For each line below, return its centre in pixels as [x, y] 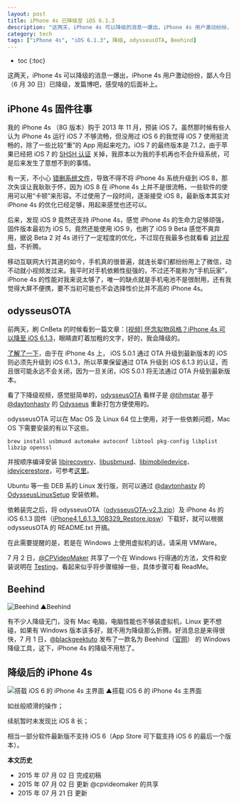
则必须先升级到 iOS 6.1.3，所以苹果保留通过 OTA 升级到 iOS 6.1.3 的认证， [115, 362]
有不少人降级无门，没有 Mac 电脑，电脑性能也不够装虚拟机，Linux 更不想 [115, 621]
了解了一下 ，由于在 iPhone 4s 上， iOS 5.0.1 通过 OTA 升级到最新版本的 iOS [117, 353]
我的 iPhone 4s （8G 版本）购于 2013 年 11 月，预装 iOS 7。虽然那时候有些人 [119, 127]
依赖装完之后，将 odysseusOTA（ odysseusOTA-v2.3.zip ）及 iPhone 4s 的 [116, 509]
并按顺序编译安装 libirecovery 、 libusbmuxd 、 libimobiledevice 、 [100, 461]
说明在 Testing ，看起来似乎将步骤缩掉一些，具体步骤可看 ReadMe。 [113, 566]
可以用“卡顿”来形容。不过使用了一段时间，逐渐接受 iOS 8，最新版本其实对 [121, 196]
